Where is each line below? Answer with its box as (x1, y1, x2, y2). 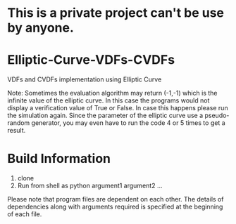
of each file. (7, 210, 42, 218)
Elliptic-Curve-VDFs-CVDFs (7, 52, 175, 68)
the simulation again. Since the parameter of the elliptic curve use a (7, 111, 204, 120)
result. (7, 126, 26, 135)
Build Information (7, 151, 111, 166)
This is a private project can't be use (7, 5, 224, 21)
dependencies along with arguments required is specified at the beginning (7, 202, 223, 211)
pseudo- (204, 111, 230, 120)
